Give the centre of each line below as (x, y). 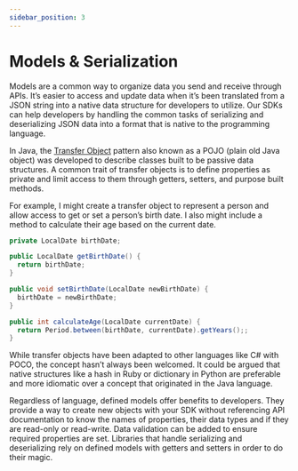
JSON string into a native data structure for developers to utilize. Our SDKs (146, 105)
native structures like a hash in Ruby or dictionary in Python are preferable (145, 374)
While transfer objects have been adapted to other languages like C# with (144, 355)
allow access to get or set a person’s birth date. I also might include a (136, 215)
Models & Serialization (94, 61)
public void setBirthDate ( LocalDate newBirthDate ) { (109, 290)
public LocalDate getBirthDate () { (75, 257)
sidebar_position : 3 (48, 17)
